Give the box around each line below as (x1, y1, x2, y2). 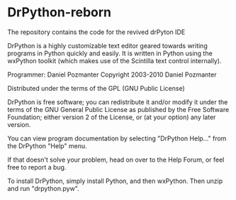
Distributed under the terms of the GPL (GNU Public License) (7, 84, 186, 92)
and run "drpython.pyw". (7, 184, 79, 192)
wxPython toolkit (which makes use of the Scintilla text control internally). (7, 56, 222, 65)
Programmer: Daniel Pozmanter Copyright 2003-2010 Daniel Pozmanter (7, 70, 217, 79)
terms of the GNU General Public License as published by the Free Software (7, 105, 230, 113)
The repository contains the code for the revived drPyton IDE (7, 28, 186, 36)
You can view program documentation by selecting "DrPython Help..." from (7, 134, 227, 143)
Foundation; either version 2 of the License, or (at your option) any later (7, 113, 216, 121)
